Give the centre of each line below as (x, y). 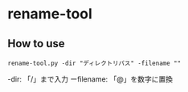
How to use (36, 44)
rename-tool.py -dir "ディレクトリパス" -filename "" (94, 63)
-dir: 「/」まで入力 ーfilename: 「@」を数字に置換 (90, 79)
